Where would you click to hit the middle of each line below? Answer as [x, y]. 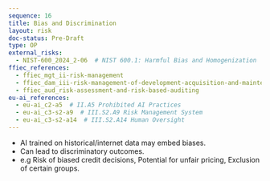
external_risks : [35, 53]
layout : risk [30, 30]
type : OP [23, 46]
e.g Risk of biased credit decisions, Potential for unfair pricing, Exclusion [140, 159]
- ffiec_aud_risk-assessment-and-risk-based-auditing [107, 90]
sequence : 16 [30, 16]
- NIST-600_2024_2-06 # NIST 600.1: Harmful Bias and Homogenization [136, 61]
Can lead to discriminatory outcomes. [82, 151]
